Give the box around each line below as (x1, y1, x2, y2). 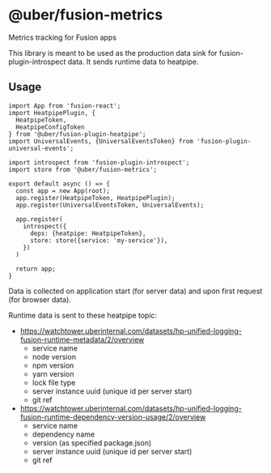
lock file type (32, 377, 76, 387)
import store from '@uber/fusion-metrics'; (8, 165, 158, 173)
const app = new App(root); (15, 186, 111, 195)
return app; (15, 265, 57, 273)
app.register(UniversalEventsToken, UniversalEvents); (15, 201, 205, 209)
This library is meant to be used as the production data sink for (8, 48, 218, 58)
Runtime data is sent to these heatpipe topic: (8, 310, 158, 320)
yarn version (32, 369, 74, 378)
